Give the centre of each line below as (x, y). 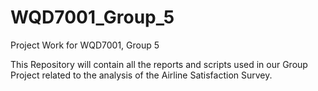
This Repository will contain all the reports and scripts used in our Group (159, 64)
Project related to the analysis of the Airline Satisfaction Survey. (141, 75)
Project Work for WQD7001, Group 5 (85, 45)
